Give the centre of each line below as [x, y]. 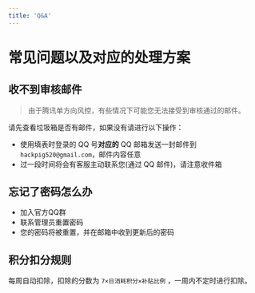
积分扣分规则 [40, 260]
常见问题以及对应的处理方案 [100, 57]
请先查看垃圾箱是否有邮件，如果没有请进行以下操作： [96, 127]
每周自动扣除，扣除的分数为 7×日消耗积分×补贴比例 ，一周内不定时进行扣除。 [130, 281]
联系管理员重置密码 [52, 222]
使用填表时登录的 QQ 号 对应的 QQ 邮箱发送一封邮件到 [108, 144]
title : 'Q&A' [30, 16]
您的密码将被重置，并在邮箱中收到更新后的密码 [97, 232]
